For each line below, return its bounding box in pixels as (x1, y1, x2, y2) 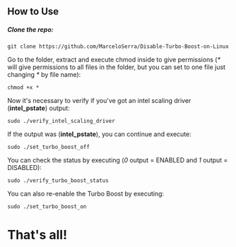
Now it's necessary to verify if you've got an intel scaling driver (7, 97, 191, 105)
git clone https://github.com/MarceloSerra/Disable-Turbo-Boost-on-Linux (7, 43, 230, 50)
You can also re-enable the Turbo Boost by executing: (7, 190, 165, 198)
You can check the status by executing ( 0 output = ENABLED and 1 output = (7, 156, 228, 164)
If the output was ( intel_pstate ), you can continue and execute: (7, 130, 192, 138)
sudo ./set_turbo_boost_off (7, 144, 90, 151)
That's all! (7, 227, 68, 243)
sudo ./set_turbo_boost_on (7, 203, 87, 210)
